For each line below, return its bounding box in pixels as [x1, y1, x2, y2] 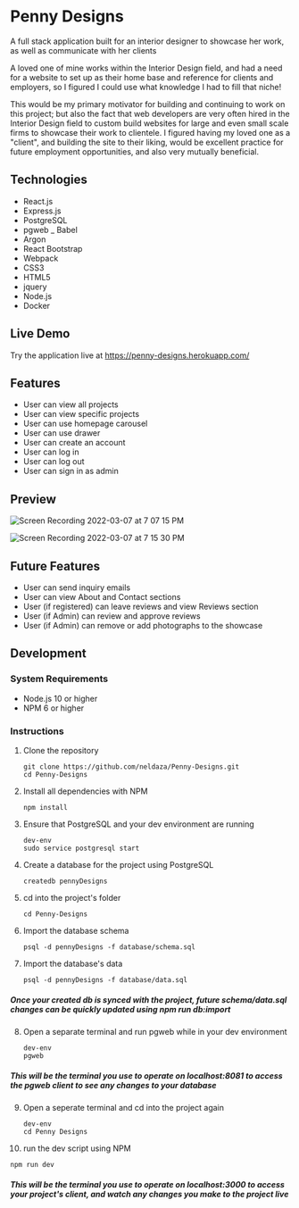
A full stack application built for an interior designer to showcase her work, [10, 36, 285, 46]
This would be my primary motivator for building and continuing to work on [10, 98, 286, 109]
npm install [22, 803, 68, 812]
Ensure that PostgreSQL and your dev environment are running [22, 819, 255, 829]
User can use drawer [22, 428, 101, 438]
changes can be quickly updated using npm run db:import [10, 1004, 231, 1014]
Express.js [22, 205, 62, 216]
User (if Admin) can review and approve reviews [22, 611, 201, 621]
